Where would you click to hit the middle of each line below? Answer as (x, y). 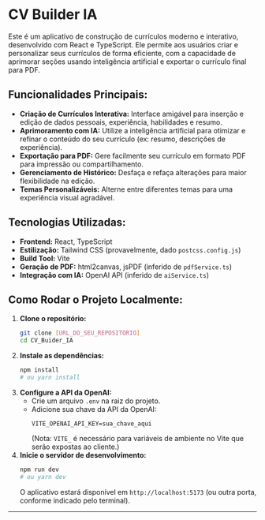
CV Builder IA (53, 15)
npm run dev (39, 469)
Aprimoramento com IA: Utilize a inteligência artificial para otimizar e (132, 130)
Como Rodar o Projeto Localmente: (95, 299)
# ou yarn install (50, 377)
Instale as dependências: (62, 356)
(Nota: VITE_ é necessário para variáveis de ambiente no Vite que (138, 438)
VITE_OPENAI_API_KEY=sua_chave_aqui (91, 424)
